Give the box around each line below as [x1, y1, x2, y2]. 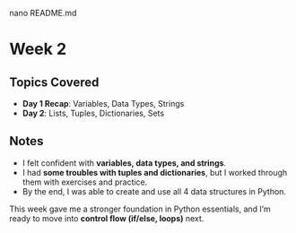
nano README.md [9, 8, 77, 18]
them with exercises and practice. [22, 177, 148, 187]
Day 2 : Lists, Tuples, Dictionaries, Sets [22, 108, 164, 118]
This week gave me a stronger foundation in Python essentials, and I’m [9, 203, 271, 214]
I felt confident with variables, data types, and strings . [22, 157, 227, 168]
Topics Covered [9, 74, 100, 90]
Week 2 [9, 39, 67, 59]
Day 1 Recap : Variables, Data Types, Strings [22, 99, 185, 108]
